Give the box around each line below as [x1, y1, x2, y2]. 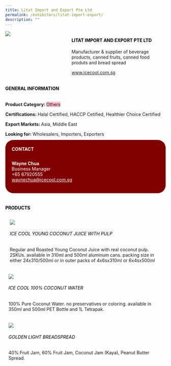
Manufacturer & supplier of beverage [71, 48, 149, 55]
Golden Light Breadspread [8, 334, 75, 340]
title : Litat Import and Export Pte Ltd [5, 7, 93, 13]
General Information [5, 85, 60, 92]
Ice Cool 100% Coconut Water [8, 285, 83, 291]
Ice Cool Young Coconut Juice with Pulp [9, 231, 113, 237]
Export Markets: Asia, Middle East [5, 121, 77, 127]
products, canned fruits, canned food [71, 54, 150, 60]
